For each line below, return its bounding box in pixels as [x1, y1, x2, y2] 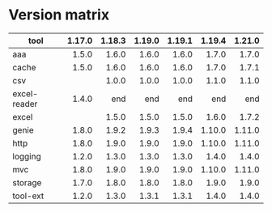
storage [12, 176, 42, 188]
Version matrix [8, 6, 110, 24]
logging [12, 151, 42, 162]
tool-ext [12, 190, 45, 201]
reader [12, 98, 38, 109]
